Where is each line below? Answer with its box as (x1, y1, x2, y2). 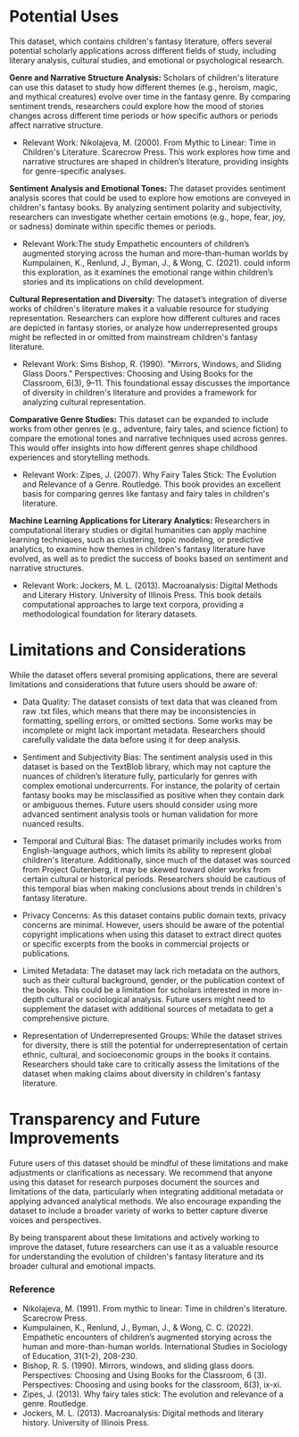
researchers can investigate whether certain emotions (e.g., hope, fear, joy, (9, 211, 286, 222)
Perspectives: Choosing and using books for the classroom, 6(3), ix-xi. (21, 1380, 282, 1390)
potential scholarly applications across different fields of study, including (9, 45, 277, 55)
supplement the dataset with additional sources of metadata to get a (21, 1003, 274, 1014)
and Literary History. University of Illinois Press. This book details (21, 589, 262, 600)
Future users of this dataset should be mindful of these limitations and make (9, 1157, 289, 1169)
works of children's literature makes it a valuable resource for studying (9, 302, 270, 314)
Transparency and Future (9, 1110, 201, 1129)
